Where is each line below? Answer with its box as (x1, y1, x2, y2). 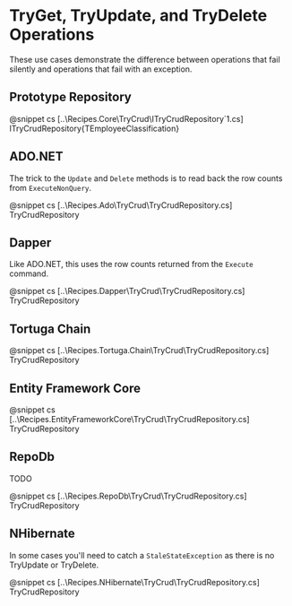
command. (9, 268, 49, 279)
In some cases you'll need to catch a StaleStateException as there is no (9, 550, 275, 560)
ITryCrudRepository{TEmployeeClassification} (9, 123, 180, 134)
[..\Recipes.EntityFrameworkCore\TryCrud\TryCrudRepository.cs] (9, 414, 250, 424)
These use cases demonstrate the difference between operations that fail (9, 54, 280, 65)
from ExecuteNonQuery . (9, 182, 92, 193)
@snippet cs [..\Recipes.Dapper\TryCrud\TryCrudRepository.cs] (9, 286, 245, 297)
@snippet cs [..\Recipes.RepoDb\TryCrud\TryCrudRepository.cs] (9, 490, 248, 501)
